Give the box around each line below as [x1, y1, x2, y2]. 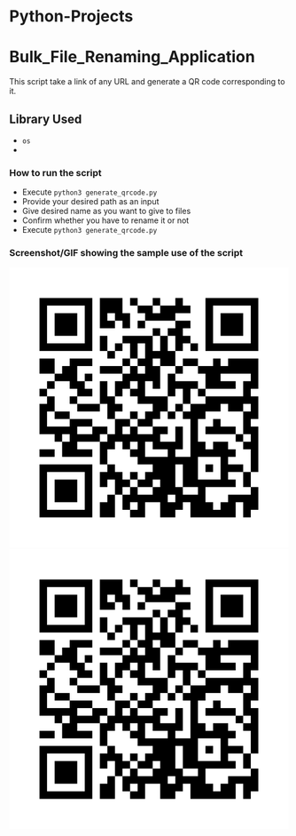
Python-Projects [9, 6, 134, 27]
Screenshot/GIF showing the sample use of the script [9, 247, 244, 259]
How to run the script [9, 166, 102, 179]
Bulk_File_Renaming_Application [9, 47, 255, 68]
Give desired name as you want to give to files [21, 206, 191, 217]
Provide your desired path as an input [21, 196, 160, 207]
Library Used [9, 111, 82, 126]
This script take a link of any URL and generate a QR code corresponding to [9, 76, 285, 87]
